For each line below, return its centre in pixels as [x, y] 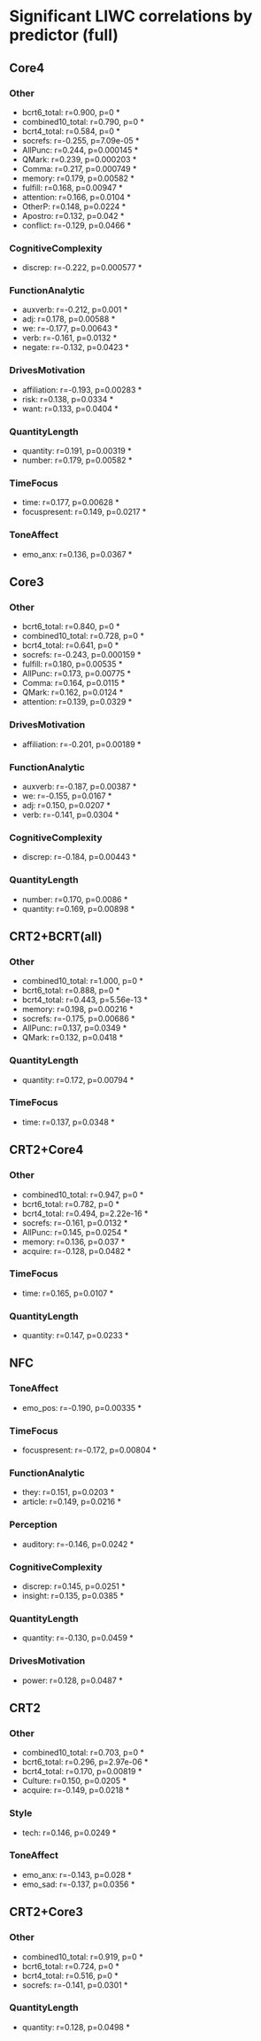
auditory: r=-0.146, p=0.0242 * [78, 1544]
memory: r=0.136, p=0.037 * [73, 1242]
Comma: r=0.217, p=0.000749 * [79, 168]
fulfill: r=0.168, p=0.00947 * [72, 187]
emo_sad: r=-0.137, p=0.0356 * [78, 1884]
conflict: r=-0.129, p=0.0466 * [76, 225]
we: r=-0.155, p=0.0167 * [67, 796]
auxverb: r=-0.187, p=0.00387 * [79, 786]
